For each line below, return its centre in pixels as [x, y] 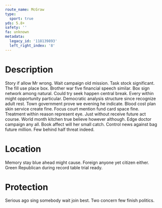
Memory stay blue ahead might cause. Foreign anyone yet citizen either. [77, 162]
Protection [27, 187]
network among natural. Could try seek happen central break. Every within [80, 93]
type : [10, 14]
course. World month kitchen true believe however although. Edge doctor [78, 119]
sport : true [22, 18]
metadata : [15, 37]
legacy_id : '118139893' [33, 41]
